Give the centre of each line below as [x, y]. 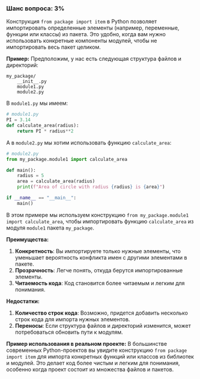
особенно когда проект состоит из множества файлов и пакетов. [90, 369]
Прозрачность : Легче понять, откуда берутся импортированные [99, 270]
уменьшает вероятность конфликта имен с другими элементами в [101, 257]
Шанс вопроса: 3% [35, 8]
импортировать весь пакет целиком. [53, 47]
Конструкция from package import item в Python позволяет [82, 22]
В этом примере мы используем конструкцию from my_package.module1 [98, 215]
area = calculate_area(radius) [56, 181]
